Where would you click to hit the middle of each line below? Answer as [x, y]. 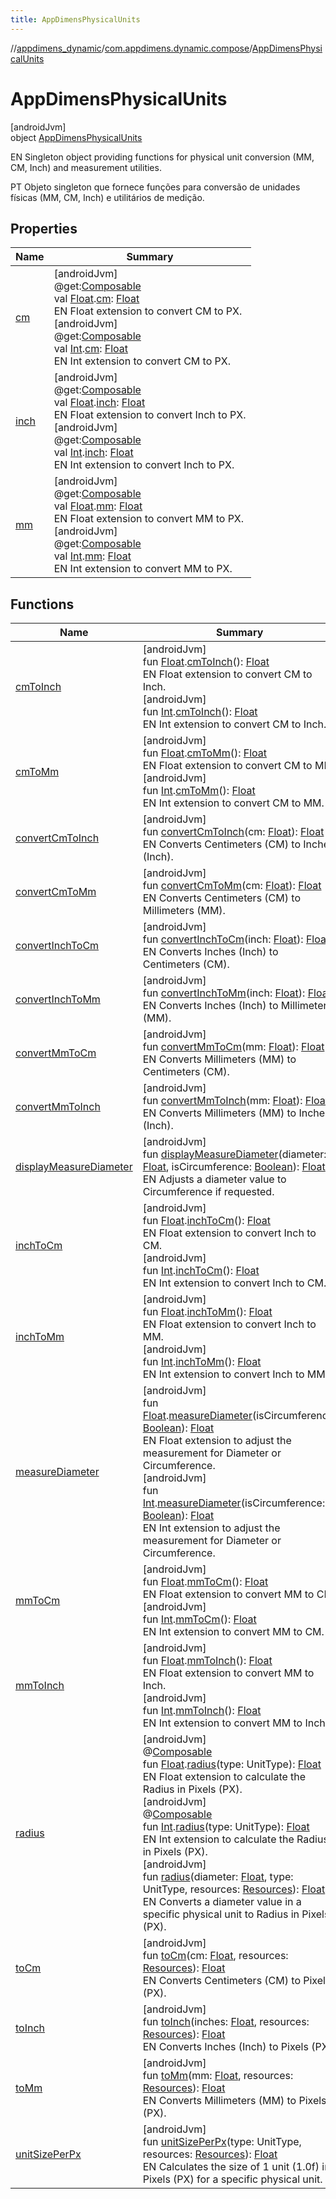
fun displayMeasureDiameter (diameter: [234, 1154]
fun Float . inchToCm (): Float [207, 1221]
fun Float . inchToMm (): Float [207, 1312]
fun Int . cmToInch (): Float [200, 712]
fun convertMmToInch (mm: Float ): [222, 1101]
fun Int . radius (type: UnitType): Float [226, 1827]
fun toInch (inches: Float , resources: [226, 2022]
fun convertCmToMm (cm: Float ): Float [232, 886]
